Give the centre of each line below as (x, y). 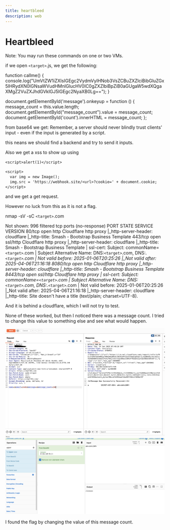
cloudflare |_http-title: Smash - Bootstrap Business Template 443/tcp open (83, 237)
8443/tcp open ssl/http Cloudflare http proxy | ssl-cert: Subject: (72, 274)
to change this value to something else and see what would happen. (76, 321)
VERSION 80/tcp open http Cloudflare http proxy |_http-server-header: (79, 231)
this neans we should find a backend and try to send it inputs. (70, 143)
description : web (24, 16)
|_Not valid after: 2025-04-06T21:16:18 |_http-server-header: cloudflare (80, 291)
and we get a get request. (32, 197)
